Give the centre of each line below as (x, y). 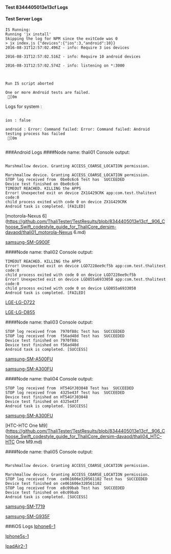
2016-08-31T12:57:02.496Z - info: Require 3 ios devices (67, 48)
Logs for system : (24, 106)
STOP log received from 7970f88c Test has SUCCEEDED (65, 331)
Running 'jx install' (28, 34)
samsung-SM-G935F (28, 516)
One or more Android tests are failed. (48, 92)
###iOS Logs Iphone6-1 (30, 526)
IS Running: (18, 30)
